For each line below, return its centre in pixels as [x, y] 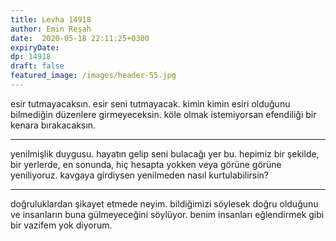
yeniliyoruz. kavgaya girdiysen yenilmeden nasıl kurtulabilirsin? [140, 175]
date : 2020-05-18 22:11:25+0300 [80, 38]
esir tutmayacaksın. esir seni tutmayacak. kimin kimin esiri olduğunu [150, 103]
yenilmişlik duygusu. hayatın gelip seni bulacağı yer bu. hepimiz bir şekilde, [165, 153]
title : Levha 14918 [51, 19]
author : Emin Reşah [51, 29]
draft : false [37, 66]
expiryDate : [35, 47]
